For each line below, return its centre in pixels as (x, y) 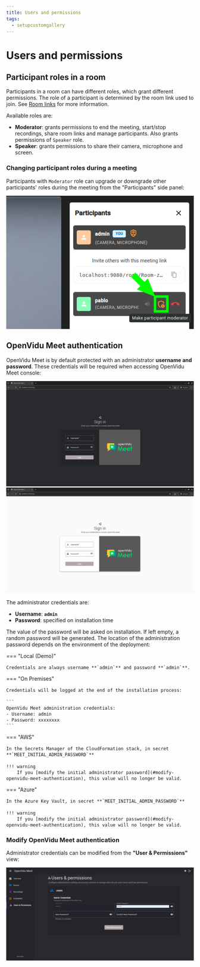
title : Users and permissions (44, 13)
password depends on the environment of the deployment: (78, 644)
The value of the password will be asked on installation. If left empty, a (93, 632)
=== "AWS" (20, 737)
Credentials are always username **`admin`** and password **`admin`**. (98, 667)
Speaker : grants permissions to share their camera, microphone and (99, 146)
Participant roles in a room (56, 77)
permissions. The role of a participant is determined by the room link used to (100, 98)
